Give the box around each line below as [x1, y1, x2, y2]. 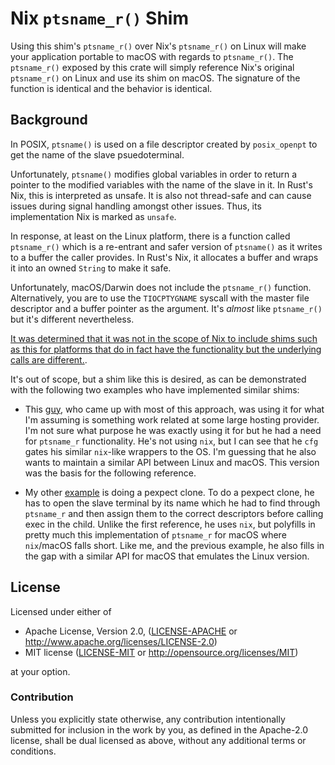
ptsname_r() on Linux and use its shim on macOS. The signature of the [10, 72, 301, 84]
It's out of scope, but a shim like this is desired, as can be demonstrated [10, 373, 307, 385]
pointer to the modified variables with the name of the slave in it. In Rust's [10, 178, 313, 191]
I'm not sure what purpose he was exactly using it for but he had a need [24, 424, 322, 436]
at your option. [10, 665, 71, 677]
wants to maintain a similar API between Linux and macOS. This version [24, 456, 320, 468]
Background [10, 112, 88, 129]
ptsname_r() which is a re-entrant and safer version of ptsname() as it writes [10, 240, 323, 252]
